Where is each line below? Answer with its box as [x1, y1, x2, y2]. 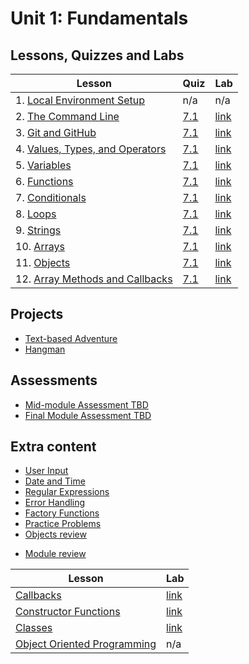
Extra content [10, 438, 97, 456]
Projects [10, 306, 64, 323]
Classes [15, 621, 53, 635]
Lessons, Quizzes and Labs [10, 47, 185, 64]
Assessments [10, 372, 98, 389]
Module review [24, 548, 87, 560]
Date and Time [24, 475, 86, 487]
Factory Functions [24, 507, 100, 519]
